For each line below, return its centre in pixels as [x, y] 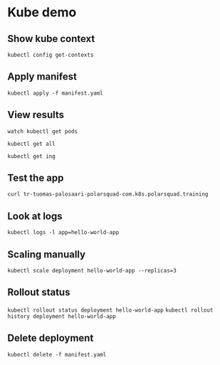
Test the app [36, 178]
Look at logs [35, 216]
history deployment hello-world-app [62, 316]
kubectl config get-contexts [51, 55]
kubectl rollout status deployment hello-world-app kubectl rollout [110, 310]
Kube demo [42, 12]
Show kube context [51, 39]
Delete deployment [51, 338]
